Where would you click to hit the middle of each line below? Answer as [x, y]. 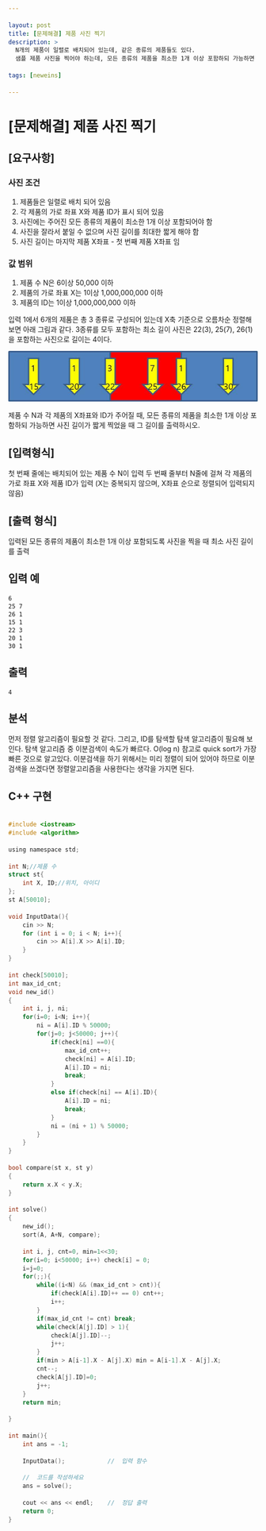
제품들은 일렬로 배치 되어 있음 [65, 202]
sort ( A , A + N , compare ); [62, 1235]
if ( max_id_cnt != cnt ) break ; [86, 1318]
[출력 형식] [33, 521]
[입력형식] [32, 453]
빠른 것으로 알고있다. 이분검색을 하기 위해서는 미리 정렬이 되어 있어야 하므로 [124, 759]
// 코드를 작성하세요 [53, 1478]
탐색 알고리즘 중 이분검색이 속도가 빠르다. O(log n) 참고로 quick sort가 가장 [141, 749]
